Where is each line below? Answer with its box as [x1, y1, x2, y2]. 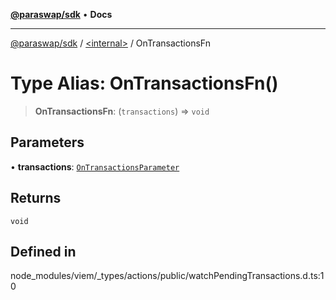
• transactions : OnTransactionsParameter [10, 160, 180, 173]
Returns [10, 190, 62, 207]
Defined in [10, 243, 77, 260]
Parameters [10, 134, 85, 151]
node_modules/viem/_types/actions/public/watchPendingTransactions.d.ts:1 [10, 270, 325, 282]
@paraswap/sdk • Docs [10, 9, 113, 20]
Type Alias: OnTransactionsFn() [10, 72, 279, 95]
